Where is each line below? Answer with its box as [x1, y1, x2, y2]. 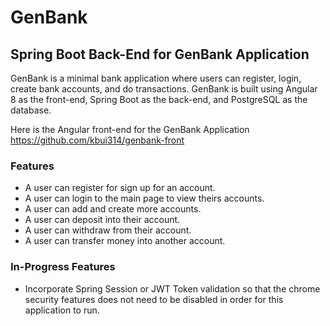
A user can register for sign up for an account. [24, 182, 216, 194]
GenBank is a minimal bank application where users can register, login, [10, 72, 302, 84]
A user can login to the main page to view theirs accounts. [24, 192, 265, 205]
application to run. [24, 304, 100, 316]
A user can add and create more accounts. [24, 203, 202, 215]
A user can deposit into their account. [24, 214, 181, 226]
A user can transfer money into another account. [24, 235, 226, 247]
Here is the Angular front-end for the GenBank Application [10, 124, 250, 135]
